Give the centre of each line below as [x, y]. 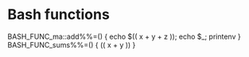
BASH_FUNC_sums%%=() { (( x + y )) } [72, 44]
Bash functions [59, 15]
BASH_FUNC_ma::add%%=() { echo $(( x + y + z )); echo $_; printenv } [124, 36]
